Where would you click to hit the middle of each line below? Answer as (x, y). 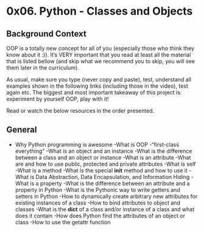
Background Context (46, 34)
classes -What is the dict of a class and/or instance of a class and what (105, 209)
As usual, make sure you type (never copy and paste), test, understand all (99, 79)
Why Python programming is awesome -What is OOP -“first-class (97, 144)
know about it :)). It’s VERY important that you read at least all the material (99, 55)
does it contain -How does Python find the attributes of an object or (100, 216)
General (22, 130)
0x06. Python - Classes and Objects (100, 11)
